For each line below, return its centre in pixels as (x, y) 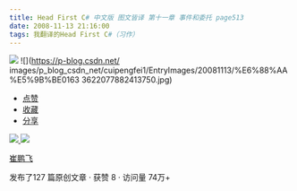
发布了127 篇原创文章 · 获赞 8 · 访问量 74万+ (90, 178)
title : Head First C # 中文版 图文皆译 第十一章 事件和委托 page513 (127, 17)
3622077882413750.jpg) (127, 80)
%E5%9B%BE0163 (45, 80)
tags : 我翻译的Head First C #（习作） (74, 34)
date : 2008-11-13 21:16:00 (59, 26)
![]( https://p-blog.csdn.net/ (70, 61)
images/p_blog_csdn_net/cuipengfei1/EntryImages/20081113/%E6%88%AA (148, 70)
